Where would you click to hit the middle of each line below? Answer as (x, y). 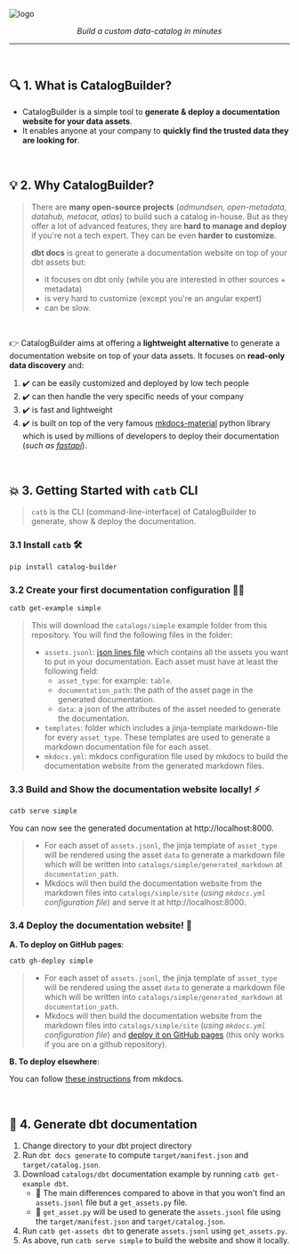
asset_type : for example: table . (115, 680)
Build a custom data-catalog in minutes (149, 31)
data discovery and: (47, 365)
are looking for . (51, 140)
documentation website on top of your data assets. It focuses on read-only (147, 356)
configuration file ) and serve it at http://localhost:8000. (145, 902)
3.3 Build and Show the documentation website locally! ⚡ (135, 789)
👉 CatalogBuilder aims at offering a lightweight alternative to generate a (145, 342)
